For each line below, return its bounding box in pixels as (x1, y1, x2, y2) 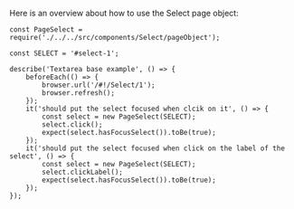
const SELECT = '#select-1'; (9, 49, 119, 58)
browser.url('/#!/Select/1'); (42, 81, 156, 90)
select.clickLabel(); (42, 167, 124, 176)
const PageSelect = (9, 25, 83, 34)
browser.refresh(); (42, 89, 116, 98)
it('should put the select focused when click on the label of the (25, 144, 285, 153)
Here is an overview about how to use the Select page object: (9, 8, 239, 18)
